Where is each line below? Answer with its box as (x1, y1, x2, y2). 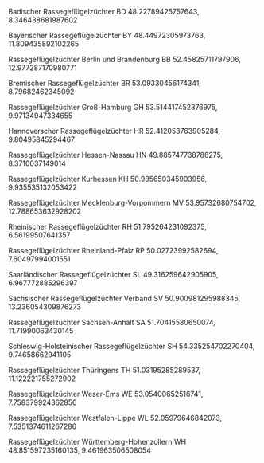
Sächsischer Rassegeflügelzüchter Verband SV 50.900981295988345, (8, 294, 241, 303)
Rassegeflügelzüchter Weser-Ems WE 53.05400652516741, (8, 390, 204, 398)
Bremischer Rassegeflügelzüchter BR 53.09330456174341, (8, 79, 201, 88)
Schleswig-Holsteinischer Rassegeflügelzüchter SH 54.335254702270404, (8, 342, 255, 351)
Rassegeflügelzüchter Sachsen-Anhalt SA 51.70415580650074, (8, 318, 216, 327)
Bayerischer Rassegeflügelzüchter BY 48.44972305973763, (8, 31, 206, 40)
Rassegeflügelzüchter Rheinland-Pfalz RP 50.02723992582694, (8, 246, 219, 255)
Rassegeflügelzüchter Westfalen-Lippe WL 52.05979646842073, (8, 414, 223, 422)
